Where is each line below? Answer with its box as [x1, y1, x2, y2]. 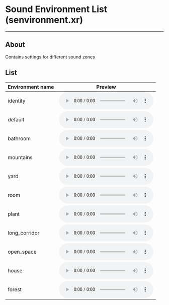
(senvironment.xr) [5, 14, 83, 26]
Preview [96, 83, 117, 90]
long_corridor [8, 229, 40, 236]
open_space [8, 248, 37, 255]
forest [8, 286, 22, 293]
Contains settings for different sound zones [5, 54, 96, 60]
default [8, 116, 25, 123]
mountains [8, 154, 33, 161]
